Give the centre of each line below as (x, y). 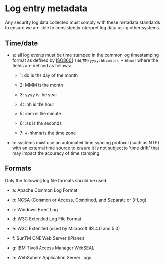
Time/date (21, 43)
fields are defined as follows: (42, 65)
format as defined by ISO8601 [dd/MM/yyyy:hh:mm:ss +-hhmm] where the (85, 60)
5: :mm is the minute (40, 113)
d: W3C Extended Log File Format (47, 219)
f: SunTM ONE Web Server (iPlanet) (48, 238)
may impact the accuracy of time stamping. (56, 153)
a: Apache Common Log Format (45, 190)
